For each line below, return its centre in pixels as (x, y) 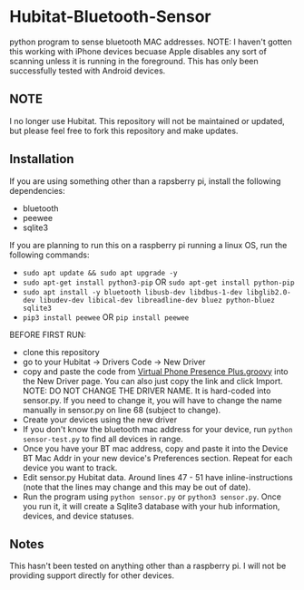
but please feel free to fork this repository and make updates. (124, 131)
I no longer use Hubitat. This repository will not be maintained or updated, (147, 121)
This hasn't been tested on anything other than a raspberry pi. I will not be (148, 566)
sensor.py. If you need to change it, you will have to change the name (152, 400)
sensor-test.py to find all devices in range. (103, 439)
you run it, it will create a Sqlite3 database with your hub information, (151, 506)
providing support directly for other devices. (92, 575)
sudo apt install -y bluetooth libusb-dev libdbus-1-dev (132, 292)
